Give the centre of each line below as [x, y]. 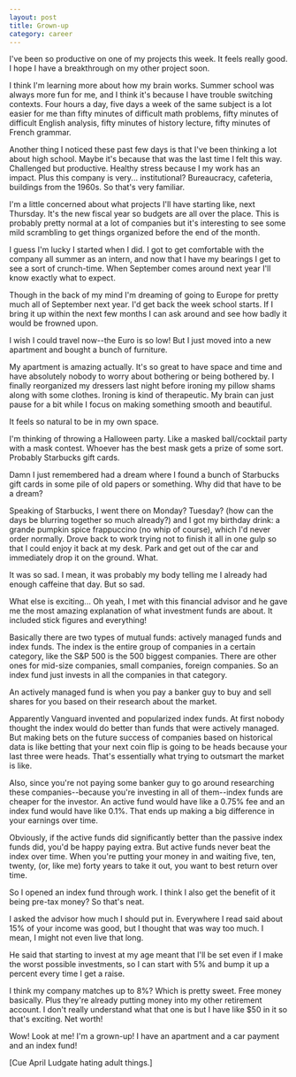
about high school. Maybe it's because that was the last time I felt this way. [146, 159]
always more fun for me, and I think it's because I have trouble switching [141, 95]
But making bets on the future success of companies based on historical [141, 738]
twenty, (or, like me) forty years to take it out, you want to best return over [144, 866]
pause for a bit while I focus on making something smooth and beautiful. [140, 404]
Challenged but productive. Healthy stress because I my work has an [135, 168]
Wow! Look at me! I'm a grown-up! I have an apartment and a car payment [144, 1036]
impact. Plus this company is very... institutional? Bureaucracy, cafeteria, [141, 178]
